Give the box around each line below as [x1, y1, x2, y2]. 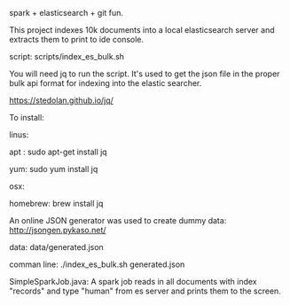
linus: [9, 129, 29, 140]
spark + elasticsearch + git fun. [9, 8, 124, 18]
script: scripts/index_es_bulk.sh [9, 51, 125, 61]
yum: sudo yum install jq [9, 164, 98, 174]
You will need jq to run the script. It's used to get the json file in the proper [9, 68, 280, 79]
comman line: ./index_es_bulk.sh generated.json [9, 259, 185, 270]
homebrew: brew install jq [9, 199, 104, 208]
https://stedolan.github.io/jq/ [9, 95, 114, 106]
